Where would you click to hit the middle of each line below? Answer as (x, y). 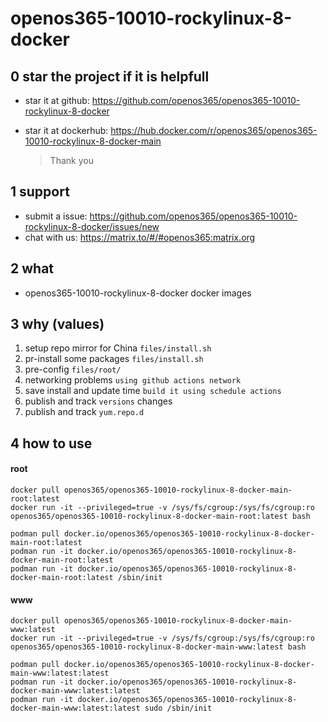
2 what (32, 268)
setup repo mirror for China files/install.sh (118, 348)
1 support (40, 192)
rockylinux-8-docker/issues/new (92, 226)
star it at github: (57, 100)
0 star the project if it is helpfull (110, 76)
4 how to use (51, 443)
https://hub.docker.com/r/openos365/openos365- (214, 130)
